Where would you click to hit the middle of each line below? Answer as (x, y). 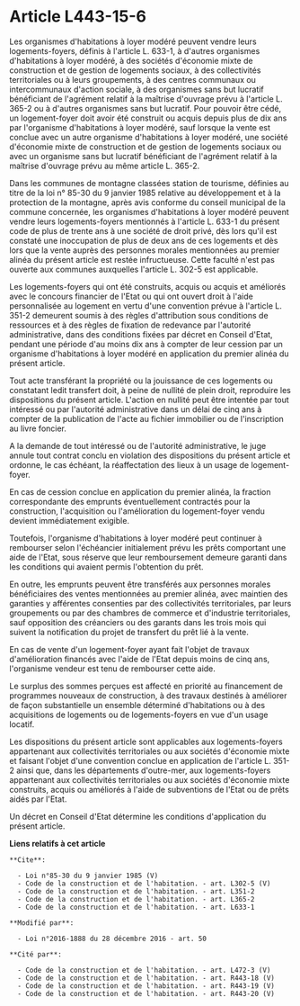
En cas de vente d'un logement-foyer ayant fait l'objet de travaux (129, 649)
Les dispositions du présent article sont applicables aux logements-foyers (146, 741)
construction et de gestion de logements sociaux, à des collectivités (135, 70)
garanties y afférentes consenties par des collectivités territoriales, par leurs (150, 603)
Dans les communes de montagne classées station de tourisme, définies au (149, 183)
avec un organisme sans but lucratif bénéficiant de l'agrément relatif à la (143, 156)
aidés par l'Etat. (38, 799)
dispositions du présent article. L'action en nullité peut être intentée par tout (149, 400)
